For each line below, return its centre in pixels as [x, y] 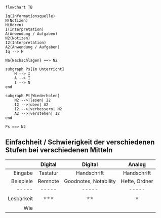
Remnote [48, 181]
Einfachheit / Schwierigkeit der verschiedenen [80, 142]
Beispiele [22, 181]
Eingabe [23, 173]
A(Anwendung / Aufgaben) [31, 34]
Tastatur [49, 173]
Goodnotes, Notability [90, 181]
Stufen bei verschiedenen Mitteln [59, 150]
